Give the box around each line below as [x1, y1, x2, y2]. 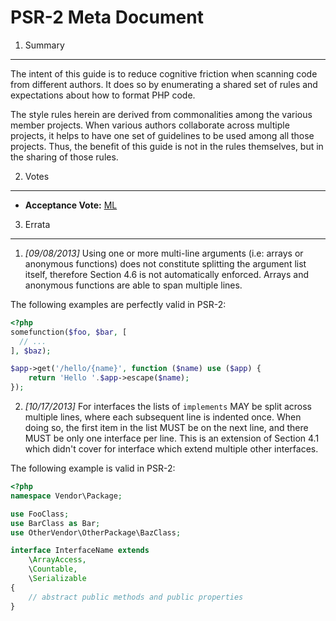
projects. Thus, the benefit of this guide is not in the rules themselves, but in [10, 140, 324, 152]
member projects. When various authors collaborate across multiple [10, 119, 290, 131]
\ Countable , [28, 564, 78, 575]
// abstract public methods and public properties [28, 592, 244, 602]
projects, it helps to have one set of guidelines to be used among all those [10, 129, 315, 141]
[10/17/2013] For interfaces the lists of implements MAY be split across [24, 401, 312, 413]
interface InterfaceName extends [10, 546, 150, 556]
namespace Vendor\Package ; [10, 491, 123, 501]
